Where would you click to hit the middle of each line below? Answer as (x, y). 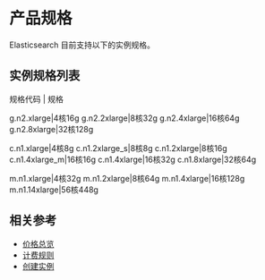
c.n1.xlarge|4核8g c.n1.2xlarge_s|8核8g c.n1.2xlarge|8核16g (118, 148)
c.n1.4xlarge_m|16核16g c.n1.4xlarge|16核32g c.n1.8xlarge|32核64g (133, 159)
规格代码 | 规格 (37, 98)
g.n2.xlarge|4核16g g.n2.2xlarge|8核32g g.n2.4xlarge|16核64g (124, 118)
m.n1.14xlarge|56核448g (54, 190)
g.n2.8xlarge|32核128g (51, 129)
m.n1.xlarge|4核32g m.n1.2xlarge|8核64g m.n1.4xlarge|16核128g (127, 178)
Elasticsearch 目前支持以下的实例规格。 (82, 45)
